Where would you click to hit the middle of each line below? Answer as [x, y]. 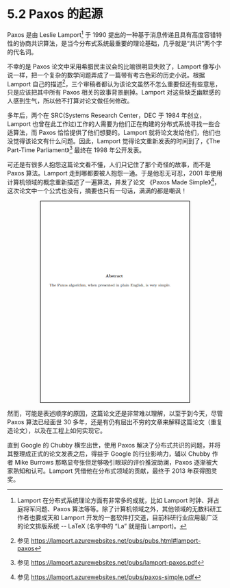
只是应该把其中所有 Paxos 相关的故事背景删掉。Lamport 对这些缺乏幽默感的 [114, 93]
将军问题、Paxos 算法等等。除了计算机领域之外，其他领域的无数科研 [119, 509]
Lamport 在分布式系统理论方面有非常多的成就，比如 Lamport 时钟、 [112, 500]
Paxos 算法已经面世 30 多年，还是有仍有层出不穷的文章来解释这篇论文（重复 [115, 421]
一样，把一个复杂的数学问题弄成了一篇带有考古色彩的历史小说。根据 [109, 75]
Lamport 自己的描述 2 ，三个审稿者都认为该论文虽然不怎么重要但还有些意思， [114, 83]
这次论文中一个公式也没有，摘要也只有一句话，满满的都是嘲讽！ [97, 191]
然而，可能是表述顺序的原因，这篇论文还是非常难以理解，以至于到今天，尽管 [115, 413]
